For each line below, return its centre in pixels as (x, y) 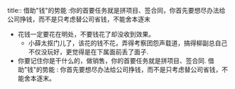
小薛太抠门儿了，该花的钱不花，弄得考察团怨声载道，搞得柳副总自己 (128, 43)
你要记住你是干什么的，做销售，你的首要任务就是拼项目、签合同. (112, 61)
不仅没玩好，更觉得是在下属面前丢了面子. (88, 52)
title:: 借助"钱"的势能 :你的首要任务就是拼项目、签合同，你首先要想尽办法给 (116, 10)
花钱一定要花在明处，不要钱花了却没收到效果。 (86, 34)
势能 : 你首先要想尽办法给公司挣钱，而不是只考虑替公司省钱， (132, 70)
